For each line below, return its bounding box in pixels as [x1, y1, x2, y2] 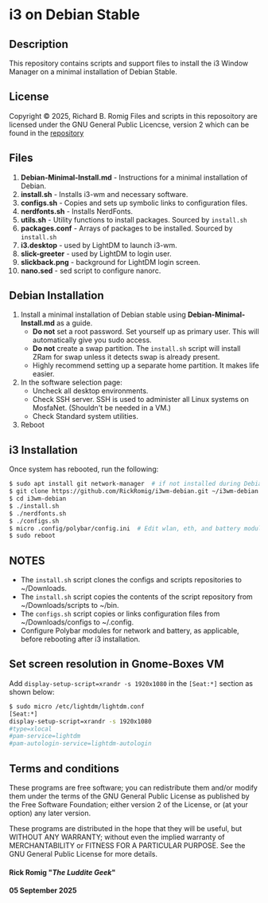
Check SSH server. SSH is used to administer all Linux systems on [32, 395, 249, 404]
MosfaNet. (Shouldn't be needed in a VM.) [32, 403, 172, 412]
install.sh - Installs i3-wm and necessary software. [20, 189, 188, 199]
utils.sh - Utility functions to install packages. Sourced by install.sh [20, 215, 247, 224]
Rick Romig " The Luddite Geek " [9, 867, 116, 877]
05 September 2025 [9, 885, 77, 895]
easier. [32, 369, 55, 379]
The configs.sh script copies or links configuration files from [20, 609, 220, 619]
